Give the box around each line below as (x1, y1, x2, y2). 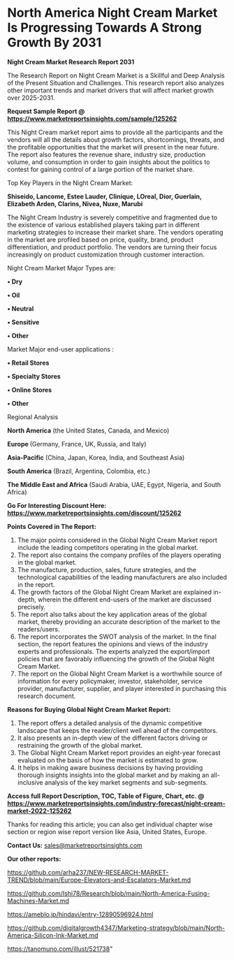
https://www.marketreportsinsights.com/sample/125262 (7, 114, 177, 123)
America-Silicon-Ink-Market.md (7, 931, 99, 939)
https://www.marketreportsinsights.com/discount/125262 (7, 509, 182, 517)
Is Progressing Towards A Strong (7, 20, 203, 36)
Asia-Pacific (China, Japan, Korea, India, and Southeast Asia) (7, 453, 185, 462)
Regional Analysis (7, 412, 59, 421)
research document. (17, 692, 76, 700)
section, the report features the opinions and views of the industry (17, 639, 208, 648)
